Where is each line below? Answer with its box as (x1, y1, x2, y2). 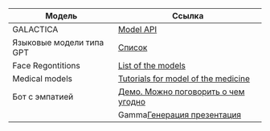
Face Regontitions (12, 60, 80, 71)
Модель (45, 10, 78, 21)
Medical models (12, 73, 72, 84)
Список (117, 42, 148, 53)
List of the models (117, 60, 186, 71)
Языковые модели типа (12, 37, 104, 47)
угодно (117, 96, 146, 107)
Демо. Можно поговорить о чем (117, 86, 245, 97)
